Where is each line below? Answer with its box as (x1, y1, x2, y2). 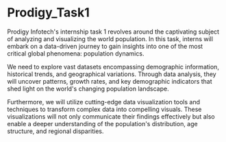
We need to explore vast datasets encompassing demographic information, (7, 62, 219, 71)
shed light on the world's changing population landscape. (7, 84, 169, 93)
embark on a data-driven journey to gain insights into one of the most (7, 42, 203, 50)
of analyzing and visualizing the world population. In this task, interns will (7, 34, 214, 43)
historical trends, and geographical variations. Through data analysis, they (7, 70, 217, 78)
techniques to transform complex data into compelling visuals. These (7, 105, 202, 113)
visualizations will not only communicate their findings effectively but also (7, 112, 215, 121)
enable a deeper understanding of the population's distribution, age (7, 119, 198, 128)
